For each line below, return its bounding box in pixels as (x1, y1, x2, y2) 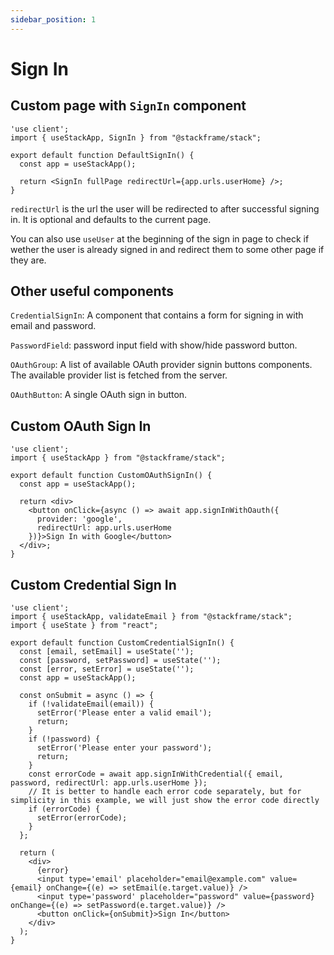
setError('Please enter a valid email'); (36, 708, 213, 718)
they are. (10, 254, 47, 266)
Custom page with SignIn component (10, 97, 247, 115)
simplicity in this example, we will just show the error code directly (10, 796, 320, 806)
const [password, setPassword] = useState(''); (19, 656, 222, 666)
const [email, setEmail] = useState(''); (19, 647, 195, 657)
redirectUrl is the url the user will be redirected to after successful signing (10, 202, 320, 215)
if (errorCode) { (28, 804, 101, 815)
